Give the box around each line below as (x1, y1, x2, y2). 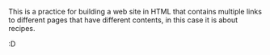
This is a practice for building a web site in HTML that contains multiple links (8, 7, 263, 16)
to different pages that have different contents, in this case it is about (8, 15, 238, 25)
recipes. (8, 24, 36, 33)
